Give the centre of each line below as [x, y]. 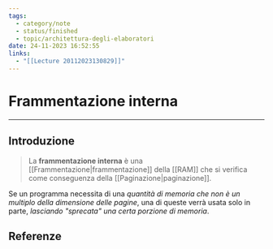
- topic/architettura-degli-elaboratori [85, 39]
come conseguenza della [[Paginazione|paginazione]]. [120, 178]
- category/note [43, 24]
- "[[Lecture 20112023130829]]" [71, 62]
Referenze [35, 236]
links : [19, 54]
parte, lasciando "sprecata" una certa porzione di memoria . [109, 211]
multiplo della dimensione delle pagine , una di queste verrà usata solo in [129, 202]
